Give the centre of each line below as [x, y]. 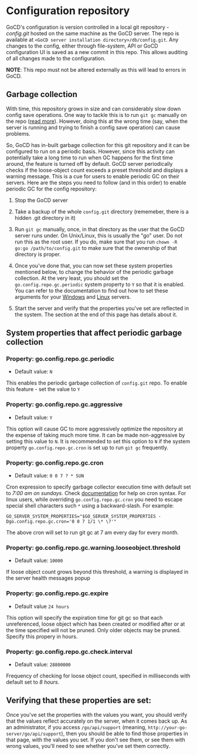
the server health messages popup [48, 578]
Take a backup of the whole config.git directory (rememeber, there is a [101, 211]
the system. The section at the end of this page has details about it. [96, 314]
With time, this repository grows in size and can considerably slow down [94, 108]
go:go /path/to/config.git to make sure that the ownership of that [96, 248]
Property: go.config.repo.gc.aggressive [64, 405]
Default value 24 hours [42, 606]
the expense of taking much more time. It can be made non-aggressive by [96, 435]
